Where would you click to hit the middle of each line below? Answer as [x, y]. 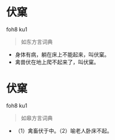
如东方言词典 [37, 41]
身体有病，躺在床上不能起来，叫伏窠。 [62, 54]
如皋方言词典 [37, 118]
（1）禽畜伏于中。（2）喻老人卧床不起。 [63, 130]
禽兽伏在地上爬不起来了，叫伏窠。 [57, 62]
